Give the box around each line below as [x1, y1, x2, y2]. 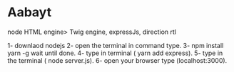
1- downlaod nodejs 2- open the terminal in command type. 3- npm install [7, 41, 224, 49]
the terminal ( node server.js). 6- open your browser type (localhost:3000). [7, 56, 228, 64]
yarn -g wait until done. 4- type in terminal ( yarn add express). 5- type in [7, 49, 223, 57]
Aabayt [7, 4, 52, 20]
